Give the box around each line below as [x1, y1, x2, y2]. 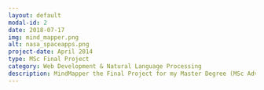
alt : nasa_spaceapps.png [8, 41, 90, 49]
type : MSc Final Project [8, 56, 90, 63]
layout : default [8, 11, 61, 20]
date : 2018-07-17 [8, 26, 65, 34]
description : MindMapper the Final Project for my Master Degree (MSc [8, 70, 244, 77]
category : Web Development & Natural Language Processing [8, 63, 202, 70]
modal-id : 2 [8, 19, 47, 27]
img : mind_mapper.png [8, 33, 79, 41]
